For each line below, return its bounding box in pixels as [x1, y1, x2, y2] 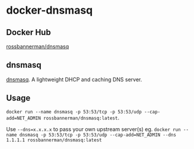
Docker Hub [6, 27, 52, 37]
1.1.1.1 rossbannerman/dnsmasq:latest [6, 137, 102, 143]
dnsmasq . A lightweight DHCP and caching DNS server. [6, 75, 142, 83]
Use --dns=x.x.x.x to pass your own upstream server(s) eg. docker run [6, 125, 181, 132]
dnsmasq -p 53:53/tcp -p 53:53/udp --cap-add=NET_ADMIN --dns [19, 132, 177, 138]
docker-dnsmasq [6, 4, 93, 17]
